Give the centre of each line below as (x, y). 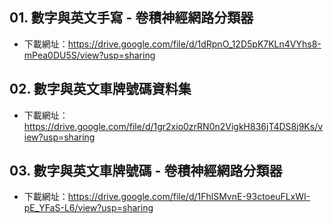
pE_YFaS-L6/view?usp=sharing (88, 208)
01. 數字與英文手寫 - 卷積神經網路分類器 (131, 18)
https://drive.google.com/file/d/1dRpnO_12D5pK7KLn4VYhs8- (194, 44)
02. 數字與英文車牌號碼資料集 (100, 89)
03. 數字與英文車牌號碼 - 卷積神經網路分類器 (146, 171)
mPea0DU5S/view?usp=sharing (89, 55)
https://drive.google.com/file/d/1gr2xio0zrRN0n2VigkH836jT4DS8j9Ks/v (173, 126)
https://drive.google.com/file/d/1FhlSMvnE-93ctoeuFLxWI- (189, 197)
